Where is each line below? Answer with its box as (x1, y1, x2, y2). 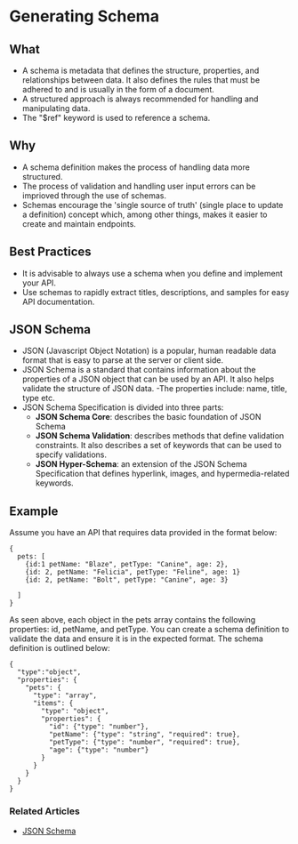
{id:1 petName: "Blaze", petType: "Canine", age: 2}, (25, 560, 229, 569)
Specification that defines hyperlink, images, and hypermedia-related (35, 469, 290, 479)
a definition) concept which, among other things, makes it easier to (21, 209, 268, 220)
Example (9, 503, 59, 518)
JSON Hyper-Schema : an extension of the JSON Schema (35, 459, 247, 470)
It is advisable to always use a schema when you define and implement (21, 268, 283, 278)
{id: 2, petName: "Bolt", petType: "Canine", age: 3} (25, 575, 229, 584)
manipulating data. (21, 103, 91, 113)
